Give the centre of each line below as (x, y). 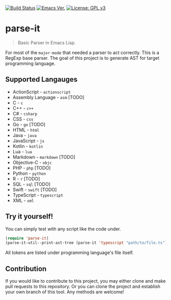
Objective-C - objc (32, 162)
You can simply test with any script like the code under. (63, 229)
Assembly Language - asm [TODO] (49, 97)
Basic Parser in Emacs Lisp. (47, 42)
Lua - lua (22, 151)
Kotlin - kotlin (28, 146)
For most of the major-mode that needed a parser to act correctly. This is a (82, 52)
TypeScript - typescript (38, 195)
